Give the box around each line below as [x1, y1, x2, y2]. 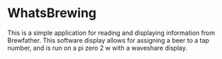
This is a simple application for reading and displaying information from [7, 28, 215, 37]
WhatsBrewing [7, 5, 97, 21]
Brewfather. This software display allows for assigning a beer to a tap [7, 36, 209, 44]
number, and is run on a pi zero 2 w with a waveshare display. [7, 43, 188, 52]
